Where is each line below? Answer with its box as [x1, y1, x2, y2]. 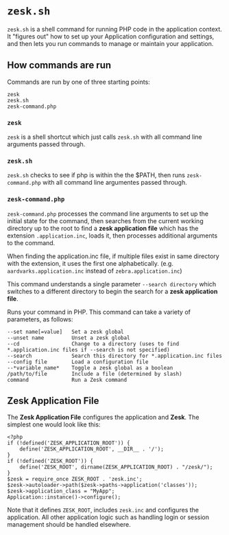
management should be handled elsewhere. [7, 521, 132, 529]
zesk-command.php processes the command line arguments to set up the [7, 209, 209, 218]
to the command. [7, 238, 56, 247]
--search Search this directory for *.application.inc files [7, 352, 223, 359]
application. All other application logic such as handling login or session [7, 513, 210, 521]
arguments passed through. [7, 140, 86, 148]
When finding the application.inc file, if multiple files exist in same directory [7, 252, 219, 260]
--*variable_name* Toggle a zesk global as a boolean [7, 364, 173, 372]
